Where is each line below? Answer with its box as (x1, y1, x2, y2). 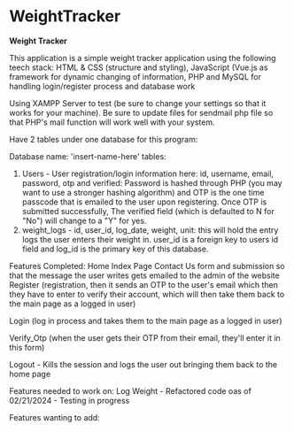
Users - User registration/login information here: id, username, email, (21, 168, 275, 179)
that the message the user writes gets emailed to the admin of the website (9, 270, 281, 281)
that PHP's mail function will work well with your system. (9, 117, 215, 127)
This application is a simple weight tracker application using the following (9, 52, 276, 63)
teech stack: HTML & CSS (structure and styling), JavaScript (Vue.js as (9, 62, 268, 73)
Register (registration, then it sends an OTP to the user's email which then (9, 279, 279, 289)
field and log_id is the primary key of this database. (21, 243, 209, 254)
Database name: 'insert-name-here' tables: (9, 150, 166, 161)
